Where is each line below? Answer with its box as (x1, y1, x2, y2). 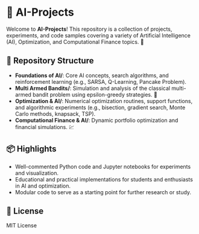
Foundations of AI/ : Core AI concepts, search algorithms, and (14, 72, 169, 79)
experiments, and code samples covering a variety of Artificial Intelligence (6, 31, 191, 39)
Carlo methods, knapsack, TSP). (14, 110, 96, 117)
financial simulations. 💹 (14, 123, 74, 130)
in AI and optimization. (14, 182, 71, 189)
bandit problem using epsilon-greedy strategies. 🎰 (33, 90, 158, 98)
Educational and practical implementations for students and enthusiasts (14, 175, 193, 183)
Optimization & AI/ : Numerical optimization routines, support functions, (14, 97, 193, 104)
